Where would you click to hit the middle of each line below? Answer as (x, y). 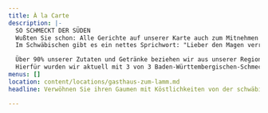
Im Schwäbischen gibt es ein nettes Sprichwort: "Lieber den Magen (130, 45)
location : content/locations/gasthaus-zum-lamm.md (94, 82)
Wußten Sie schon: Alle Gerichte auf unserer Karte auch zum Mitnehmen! (139, 38)
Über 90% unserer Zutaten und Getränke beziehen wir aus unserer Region (139, 60)
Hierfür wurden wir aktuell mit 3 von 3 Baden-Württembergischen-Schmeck (140, 67)
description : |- (35, 23)
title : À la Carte (39, 16)
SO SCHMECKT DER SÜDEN (53, 30)
